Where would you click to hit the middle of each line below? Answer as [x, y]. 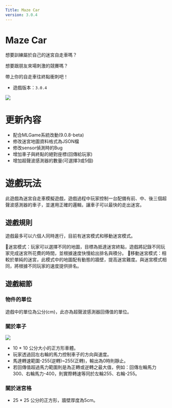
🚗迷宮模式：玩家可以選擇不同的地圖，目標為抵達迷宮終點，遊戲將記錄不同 [83, 247]
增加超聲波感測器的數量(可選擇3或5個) [53, 161]
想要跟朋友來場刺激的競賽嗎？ [37, 66]
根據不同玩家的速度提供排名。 [50, 266]
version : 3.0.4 [21, 15]
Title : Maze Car [23, 10]
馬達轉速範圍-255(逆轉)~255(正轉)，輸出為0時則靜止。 [71, 361]
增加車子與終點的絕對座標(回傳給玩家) [53, 154]
